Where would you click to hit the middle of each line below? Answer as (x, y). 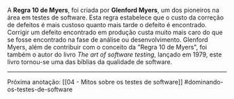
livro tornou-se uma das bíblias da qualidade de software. (90, 62)
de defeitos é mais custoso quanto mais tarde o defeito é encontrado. (107, 25)
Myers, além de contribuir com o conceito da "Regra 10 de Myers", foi (107, 47)
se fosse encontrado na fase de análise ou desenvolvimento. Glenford (108, 40)
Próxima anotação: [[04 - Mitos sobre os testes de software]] (95, 82)
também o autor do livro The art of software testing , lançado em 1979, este (115, 54)
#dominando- (204, 82)
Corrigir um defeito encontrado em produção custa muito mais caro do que (115, 32)
